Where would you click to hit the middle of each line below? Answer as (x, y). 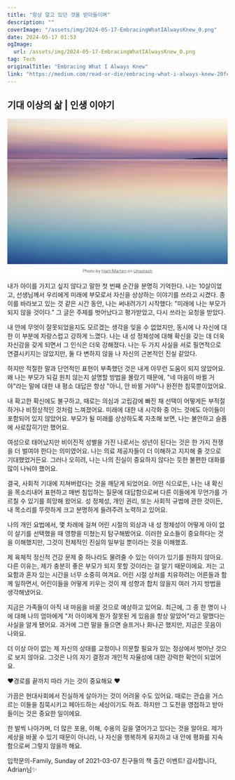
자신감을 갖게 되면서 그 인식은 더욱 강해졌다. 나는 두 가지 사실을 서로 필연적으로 (114, 345)
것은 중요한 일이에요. (54, 713)
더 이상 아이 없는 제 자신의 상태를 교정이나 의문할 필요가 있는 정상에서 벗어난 (111, 648)
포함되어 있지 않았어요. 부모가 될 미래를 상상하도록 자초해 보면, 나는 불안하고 (111, 418)
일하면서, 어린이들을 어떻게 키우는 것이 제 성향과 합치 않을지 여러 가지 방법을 (118, 583)
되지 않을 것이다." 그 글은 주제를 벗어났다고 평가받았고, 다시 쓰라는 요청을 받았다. (116, 312)
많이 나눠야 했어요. (33, 468)
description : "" (31, 22)
